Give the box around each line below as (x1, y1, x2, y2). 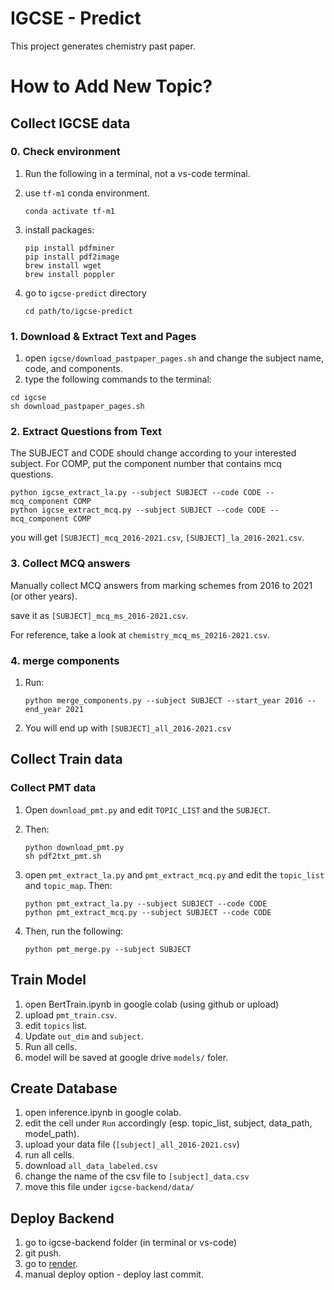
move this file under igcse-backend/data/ (24, 1181, 195, 1193)
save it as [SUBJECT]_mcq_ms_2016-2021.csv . (10, 609, 189, 621)
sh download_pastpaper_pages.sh (10, 402, 145, 412)
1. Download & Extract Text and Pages (10, 329, 197, 343)
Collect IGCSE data (10, 115, 131, 132)
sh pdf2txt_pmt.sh (24, 851, 102, 861)
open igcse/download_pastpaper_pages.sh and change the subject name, (24, 352, 324, 364)
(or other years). (10, 590, 78, 602)
